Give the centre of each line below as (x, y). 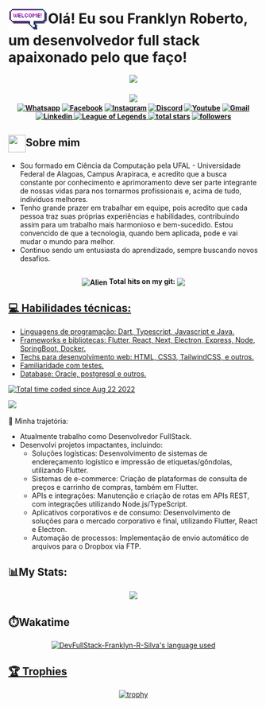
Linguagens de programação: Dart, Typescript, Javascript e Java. (127, 331)
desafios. (35, 258)
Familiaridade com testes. (62, 365)
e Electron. (49, 529)
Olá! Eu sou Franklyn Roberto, (148, 19)
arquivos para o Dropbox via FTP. (86, 546)
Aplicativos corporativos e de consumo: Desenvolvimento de (131, 512)
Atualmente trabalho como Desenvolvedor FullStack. (106, 436)
